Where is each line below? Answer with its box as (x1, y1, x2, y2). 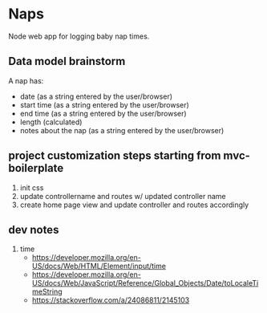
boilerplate (8, 161, 64, 175)
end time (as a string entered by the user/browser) (19, 108, 187, 118)
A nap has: (8, 75, 44, 85)
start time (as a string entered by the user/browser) (19, 100, 190, 109)
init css (19, 182, 44, 193)
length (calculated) (19, 117, 83, 127)
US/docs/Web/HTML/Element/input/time (31, 262, 167, 271)
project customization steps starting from (8, 149, 221, 163)
